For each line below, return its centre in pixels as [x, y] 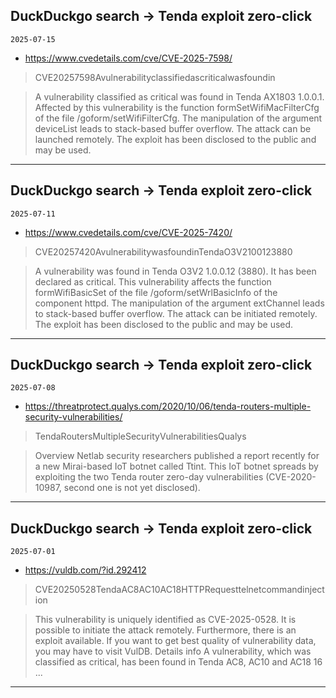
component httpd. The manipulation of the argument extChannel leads [179, 303]
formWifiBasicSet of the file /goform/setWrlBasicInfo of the [156, 292]
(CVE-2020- [291, 477]
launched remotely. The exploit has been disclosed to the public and [175, 139]
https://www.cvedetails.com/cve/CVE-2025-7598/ [128, 58]
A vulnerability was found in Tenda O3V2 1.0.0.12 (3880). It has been [175, 271]
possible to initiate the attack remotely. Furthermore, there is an [165, 630]
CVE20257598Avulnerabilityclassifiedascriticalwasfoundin [155, 77]
